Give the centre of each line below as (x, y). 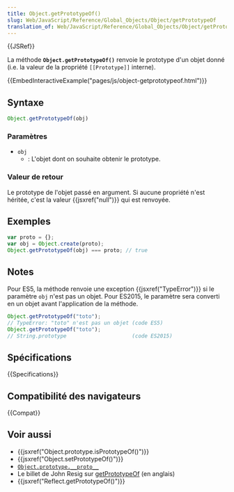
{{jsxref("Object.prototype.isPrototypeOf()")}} (83, 451)
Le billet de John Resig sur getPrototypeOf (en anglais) (96, 473)
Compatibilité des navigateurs (74, 396)
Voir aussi (29, 435)
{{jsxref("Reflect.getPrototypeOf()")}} (71, 481)
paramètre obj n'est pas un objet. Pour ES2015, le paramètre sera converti (114, 296)
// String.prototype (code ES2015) (90, 336)
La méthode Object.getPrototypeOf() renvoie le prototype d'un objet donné (116, 60)
